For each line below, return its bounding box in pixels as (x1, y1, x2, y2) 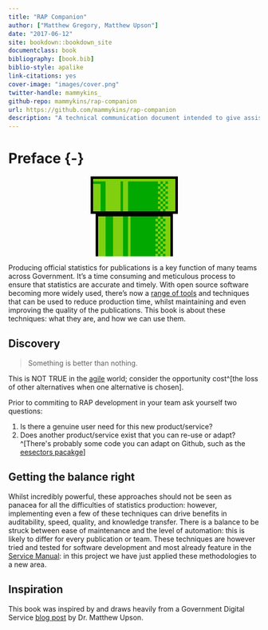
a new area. (8, 560, 47, 569)
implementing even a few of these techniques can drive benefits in (8, 508, 227, 518)
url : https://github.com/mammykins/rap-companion (8, 106, 177, 114)
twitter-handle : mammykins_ (8, 89, 102, 97)
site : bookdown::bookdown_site (8, 38, 112, 46)
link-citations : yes (8, 72, 77, 80)
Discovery (8, 337, 61, 351)
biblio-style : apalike (8, 64, 84, 72)
